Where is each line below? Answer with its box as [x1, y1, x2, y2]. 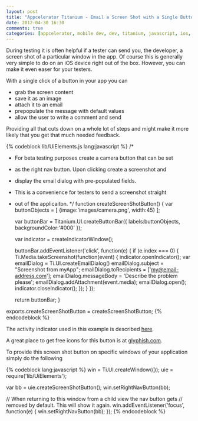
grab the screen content [14, 89, 74, 96]
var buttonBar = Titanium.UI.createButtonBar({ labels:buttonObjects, [14, 218, 181, 225]
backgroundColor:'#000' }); [14, 224, 82, 231]
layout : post [6, 8, 38, 15]
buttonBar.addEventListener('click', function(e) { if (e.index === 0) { [14, 247, 179, 254]
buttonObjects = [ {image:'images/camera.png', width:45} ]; [14, 206, 160, 213]
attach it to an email [14, 101, 63, 108]
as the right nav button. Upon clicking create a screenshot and [14, 166, 167, 173]
